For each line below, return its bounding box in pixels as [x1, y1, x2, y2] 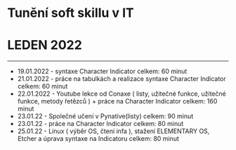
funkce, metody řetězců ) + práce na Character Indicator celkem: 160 [17, 97, 218, 106]
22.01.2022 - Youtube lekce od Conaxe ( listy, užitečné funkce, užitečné [17, 89, 226, 98]
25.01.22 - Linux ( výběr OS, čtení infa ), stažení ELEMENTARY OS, [17, 127, 210, 135]
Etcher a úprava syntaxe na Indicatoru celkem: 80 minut [17, 135, 179, 143]
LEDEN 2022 [7, 37, 82, 54]
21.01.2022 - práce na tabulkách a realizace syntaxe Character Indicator [17, 75, 226, 83]
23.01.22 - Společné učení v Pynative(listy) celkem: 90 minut [17, 112, 194, 120]
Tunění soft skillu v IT [7, 5, 135, 21]
